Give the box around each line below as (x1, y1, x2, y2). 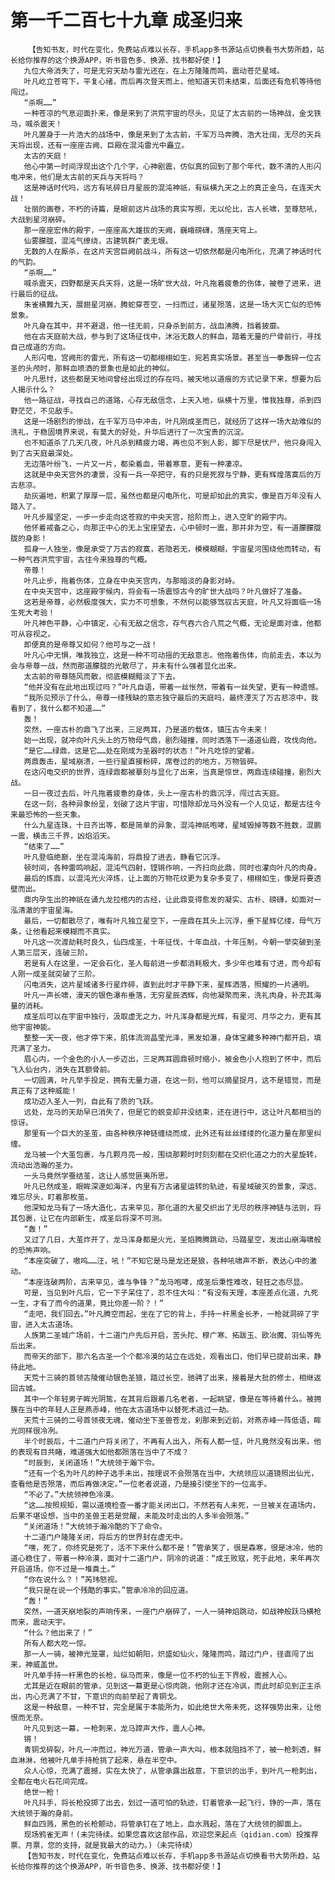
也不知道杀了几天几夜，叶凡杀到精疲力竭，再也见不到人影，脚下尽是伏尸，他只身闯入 (23, 437, 322, 448)
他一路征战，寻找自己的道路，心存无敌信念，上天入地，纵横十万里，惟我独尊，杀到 (23, 395, 315, 405)
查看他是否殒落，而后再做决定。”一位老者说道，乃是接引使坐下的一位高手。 (10, 1479, 272, 1489)
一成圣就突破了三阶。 (24, 969, 100, 979)
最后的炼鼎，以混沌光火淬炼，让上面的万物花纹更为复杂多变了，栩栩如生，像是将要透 (23, 873, 322, 883)
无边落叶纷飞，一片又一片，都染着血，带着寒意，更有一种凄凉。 (23, 459, 248, 469)
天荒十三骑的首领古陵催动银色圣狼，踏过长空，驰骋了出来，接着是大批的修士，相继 (23, 1372, 315, 1383)
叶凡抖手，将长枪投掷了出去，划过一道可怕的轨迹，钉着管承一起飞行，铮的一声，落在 (23, 1797, 322, 1808)
